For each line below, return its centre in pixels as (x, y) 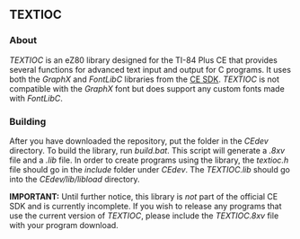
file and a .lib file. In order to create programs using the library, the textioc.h (149, 160)
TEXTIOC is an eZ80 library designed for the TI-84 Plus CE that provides (144, 60)
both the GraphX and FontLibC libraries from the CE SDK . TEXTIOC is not (145, 79)
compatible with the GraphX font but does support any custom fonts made (147, 88)
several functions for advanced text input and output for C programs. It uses (150, 69)
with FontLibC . (36, 98)
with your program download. (64, 225)
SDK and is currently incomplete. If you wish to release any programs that (146, 206)
